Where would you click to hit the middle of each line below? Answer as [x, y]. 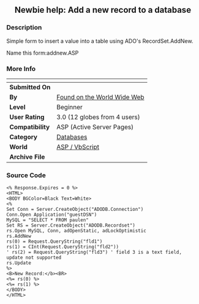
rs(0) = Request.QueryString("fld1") [54, 241]
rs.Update [19, 263]
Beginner [69, 107]
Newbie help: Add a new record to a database [103, 10]
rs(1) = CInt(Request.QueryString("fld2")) [63, 247]
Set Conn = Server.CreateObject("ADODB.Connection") [75, 210]
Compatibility [30, 127]
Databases [72, 137]
